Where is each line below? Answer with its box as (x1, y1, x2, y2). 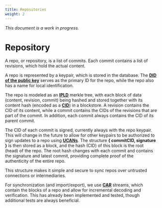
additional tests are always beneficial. (5, 197, 80, 204)
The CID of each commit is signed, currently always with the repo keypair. (5, 127, 152, 133)
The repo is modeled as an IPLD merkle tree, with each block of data (5, 92, 142, 98)
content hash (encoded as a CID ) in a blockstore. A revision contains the (5, 102, 149, 108)
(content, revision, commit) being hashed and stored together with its (5, 97, 143, 103)
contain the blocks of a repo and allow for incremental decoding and (5, 187, 141, 193)
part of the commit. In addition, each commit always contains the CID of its (5, 112, 154, 119)
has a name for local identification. (5, 83, 74, 89)
